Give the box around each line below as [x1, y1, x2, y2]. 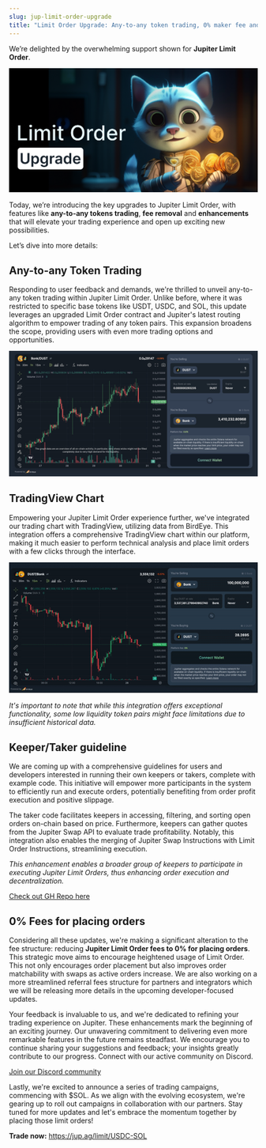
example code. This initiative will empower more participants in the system [9, 779, 252, 788]
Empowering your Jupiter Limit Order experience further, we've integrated [9, 512, 250, 522]
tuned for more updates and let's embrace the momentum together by [9, 1108, 238, 1117]
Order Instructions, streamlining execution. [9, 844, 148, 854]
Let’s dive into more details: [9, 241, 98, 251]
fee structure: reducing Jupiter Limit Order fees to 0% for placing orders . [9, 944, 250, 954]
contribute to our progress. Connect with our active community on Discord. [9, 1052, 253, 1061]
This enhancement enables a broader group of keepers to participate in [9, 859, 243, 869]
